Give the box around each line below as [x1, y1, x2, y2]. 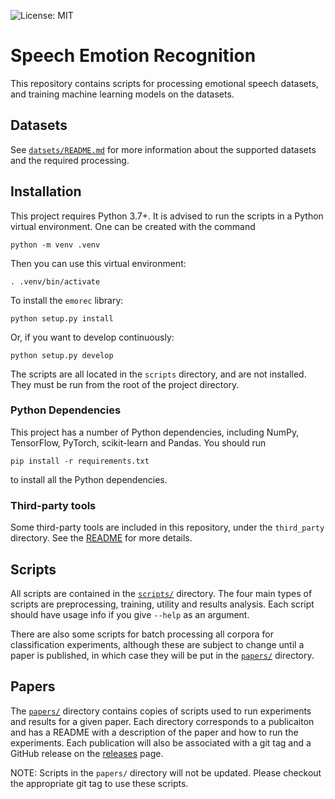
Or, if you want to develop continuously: [10, 331, 175, 343]
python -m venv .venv [10, 240, 101, 250]
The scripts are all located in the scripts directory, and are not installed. [10, 368, 307, 380]
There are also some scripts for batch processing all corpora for [10, 628, 274, 640]
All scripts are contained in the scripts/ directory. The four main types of [10, 587, 313, 599]
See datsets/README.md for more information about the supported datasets [10, 143, 317, 155]
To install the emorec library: [10, 294, 124, 306]
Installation [10, 183, 82, 200]
